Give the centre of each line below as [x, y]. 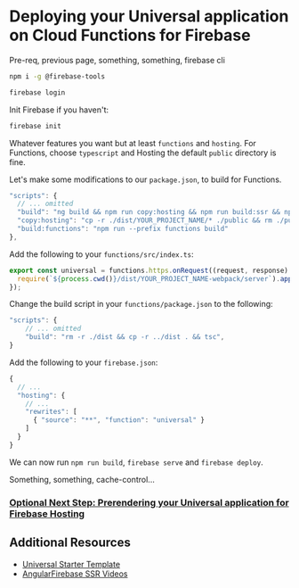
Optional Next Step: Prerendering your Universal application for [149, 502]
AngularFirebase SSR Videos [75, 574]
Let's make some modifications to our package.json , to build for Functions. [145, 179]
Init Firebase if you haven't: [59, 110]
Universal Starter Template [71, 564]
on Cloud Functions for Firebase [130, 35]
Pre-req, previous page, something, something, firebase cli [117, 60]
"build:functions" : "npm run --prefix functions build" [123, 229]
